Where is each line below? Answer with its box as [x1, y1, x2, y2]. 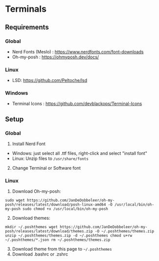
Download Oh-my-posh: [12, 188, 61, 194]
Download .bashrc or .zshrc [12, 251, 68, 257]
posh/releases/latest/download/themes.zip [5, 229, 93, 234]
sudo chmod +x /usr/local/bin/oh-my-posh [23, 207, 109, 211]
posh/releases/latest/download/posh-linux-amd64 [5, 202, 106, 207]
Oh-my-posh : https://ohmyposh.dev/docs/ [12, 54, 99, 60]
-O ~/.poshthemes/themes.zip [94, 229, 154, 234]
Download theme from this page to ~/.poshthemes [12, 246, 112, 252]
